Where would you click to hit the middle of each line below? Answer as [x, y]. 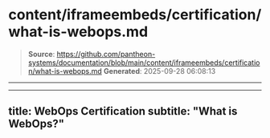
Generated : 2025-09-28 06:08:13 [160, 71]
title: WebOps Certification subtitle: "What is [123, 111]
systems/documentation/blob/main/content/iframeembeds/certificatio [144, 63]
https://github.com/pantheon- [106, 54]
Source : [41, 54]
